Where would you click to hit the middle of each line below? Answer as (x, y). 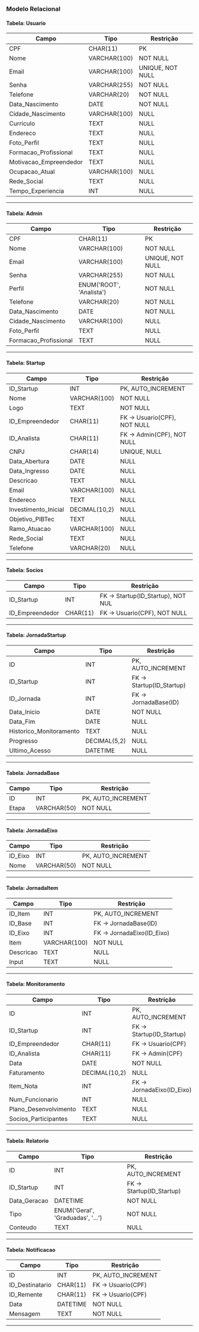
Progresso (23, 740)
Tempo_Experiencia (36, 191)
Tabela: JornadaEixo (32, 830)
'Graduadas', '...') (78, 1217)
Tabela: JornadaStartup (36, 635)
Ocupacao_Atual (32, 172)
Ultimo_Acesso (30, 751)
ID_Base (20, 923)
